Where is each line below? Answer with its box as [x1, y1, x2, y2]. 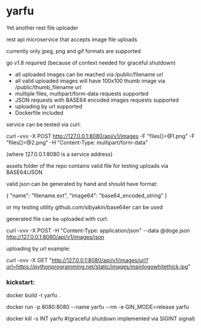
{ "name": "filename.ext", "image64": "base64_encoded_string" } [6, 191, 167, 199]
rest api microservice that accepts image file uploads [6, 36, 137, 43]
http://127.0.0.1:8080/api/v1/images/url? [51, 256, 149, 264]
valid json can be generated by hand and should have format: [6, 180, 158, 187]
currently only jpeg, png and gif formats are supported [6, 47, 141, 55]
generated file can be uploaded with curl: [6, 215, 109, 222]
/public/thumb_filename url [14, 83, 82, 91]
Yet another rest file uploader [6, 24, 79, 31]
